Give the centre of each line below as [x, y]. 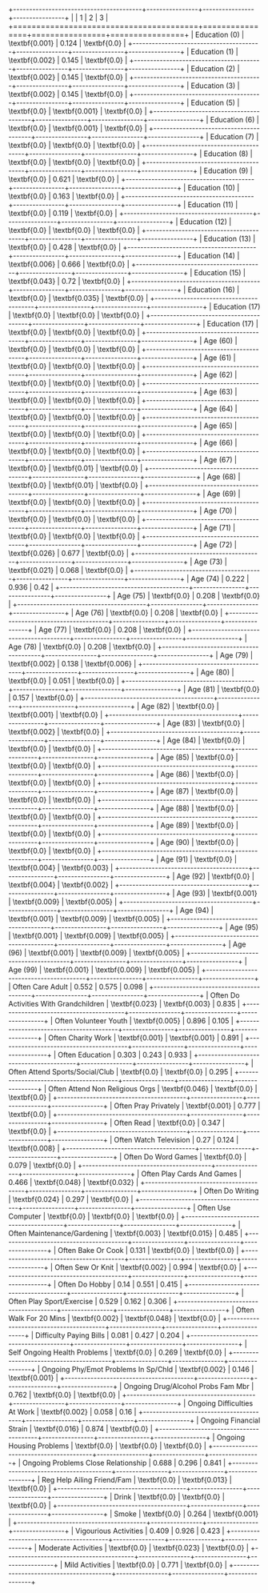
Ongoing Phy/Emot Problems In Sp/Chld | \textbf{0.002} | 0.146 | [148, 1369]
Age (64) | [220, 408]
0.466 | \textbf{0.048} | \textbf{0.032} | [73, 1182]
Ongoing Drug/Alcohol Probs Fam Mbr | [189, 1386]
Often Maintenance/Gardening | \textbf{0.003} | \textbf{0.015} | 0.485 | [125, 1233]
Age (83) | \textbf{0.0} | [206, 723]
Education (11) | [213, 204]
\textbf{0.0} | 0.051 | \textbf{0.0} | [64, 680]
